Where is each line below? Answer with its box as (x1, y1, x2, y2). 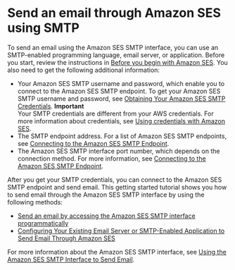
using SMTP (7, 20, 80, 36)
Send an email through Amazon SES (7, 5, 222, 21)
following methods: (7, 197, 63, 206)
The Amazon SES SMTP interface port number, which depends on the (17, 147, 220, 155)
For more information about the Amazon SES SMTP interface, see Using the (7, 247, 227, 256)
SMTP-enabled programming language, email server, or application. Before (7, 51, 225, 59)
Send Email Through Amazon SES (17, 234, 116, 243)
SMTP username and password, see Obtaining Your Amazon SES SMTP (17, 94, 226, 103)
